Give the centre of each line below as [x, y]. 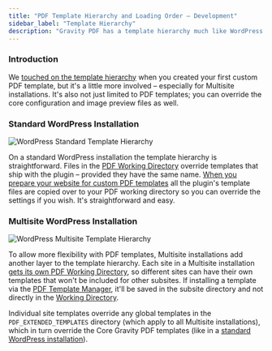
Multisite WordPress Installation [73, 221]
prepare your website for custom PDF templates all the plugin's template [130, 182]
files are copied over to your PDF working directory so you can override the [135, 191]
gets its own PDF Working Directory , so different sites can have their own [131, 272]
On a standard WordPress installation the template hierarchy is [113, 157]
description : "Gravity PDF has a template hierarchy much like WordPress [136, 31]
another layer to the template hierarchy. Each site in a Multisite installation [132, 263]
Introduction [33, 59]
